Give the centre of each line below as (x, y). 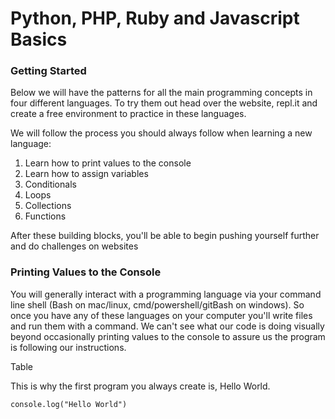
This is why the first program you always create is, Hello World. (140, 386)
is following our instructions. (68, 347)
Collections (48, 206)
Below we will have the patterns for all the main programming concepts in (161, 93)
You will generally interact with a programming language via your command (166, 294)
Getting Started (48, 71)
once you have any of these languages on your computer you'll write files (161, 315)
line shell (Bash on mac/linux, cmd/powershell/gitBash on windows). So (157, 304)
